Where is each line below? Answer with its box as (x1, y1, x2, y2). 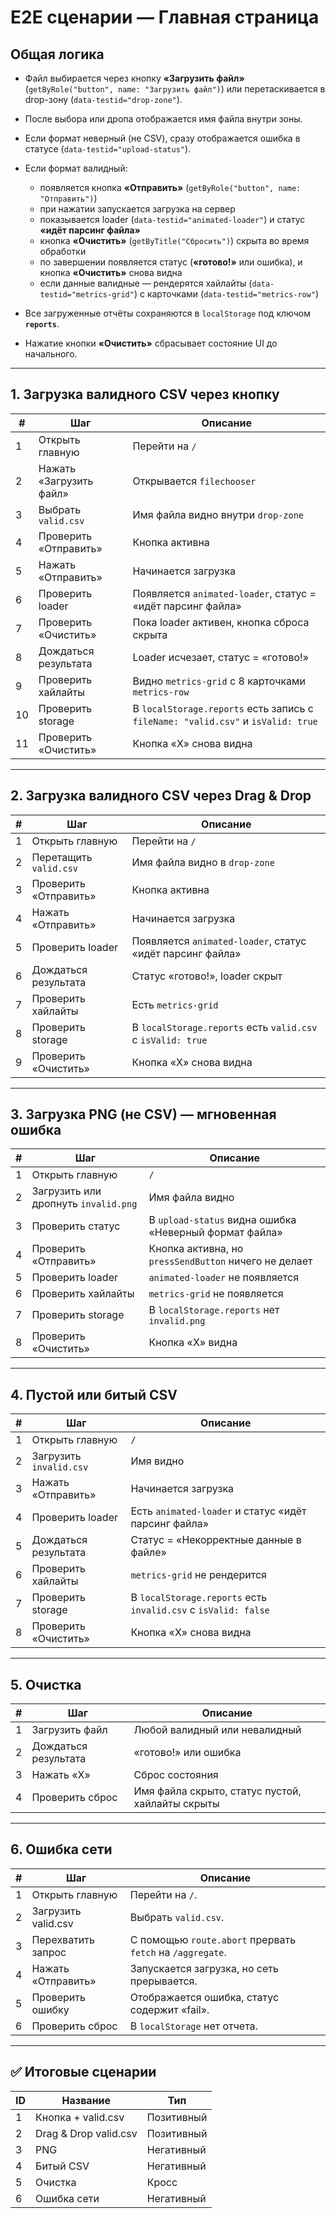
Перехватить (31, 1932, 95, 1946)
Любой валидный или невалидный (133, 1723, 302, 1737)
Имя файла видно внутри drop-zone (132, 507, 305, 521)
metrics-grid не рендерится (130, 1568, 267, 1582)
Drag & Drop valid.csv (35, 2126, 138, 2140)
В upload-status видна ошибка (148, 1213, 297, 1227)
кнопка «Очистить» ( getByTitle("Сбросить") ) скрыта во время (39, 235, 310, 246)
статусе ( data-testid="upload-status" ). (24, 143, 192, 155)
